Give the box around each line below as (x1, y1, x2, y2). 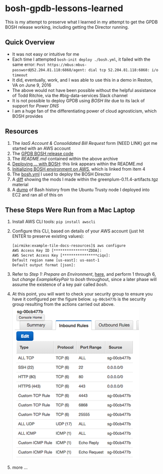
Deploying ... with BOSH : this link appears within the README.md (12, 161, 143, 167)
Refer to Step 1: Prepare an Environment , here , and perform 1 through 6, (12, 271, 156, 277)
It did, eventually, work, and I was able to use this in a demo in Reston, (12, 77, 153, 83)
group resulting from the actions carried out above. (12, 301, 115, 307)
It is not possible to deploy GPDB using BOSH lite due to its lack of (12, 98, 145, 104)
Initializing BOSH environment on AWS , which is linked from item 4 (12, 166, 145, 172)
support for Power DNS (12, 103, 59, 108)
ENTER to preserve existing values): (12, 233, 84, 239)
